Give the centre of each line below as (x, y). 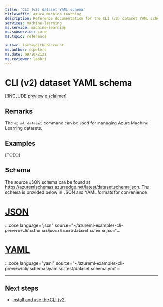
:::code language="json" (29, 225)
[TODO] (13, 155)
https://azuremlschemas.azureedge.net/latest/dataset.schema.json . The (77, 187)
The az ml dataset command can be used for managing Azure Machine (77, 123)
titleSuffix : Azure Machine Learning (43, 14)
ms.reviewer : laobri (26, 59)
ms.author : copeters (26, 50)
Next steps (22, 288)
